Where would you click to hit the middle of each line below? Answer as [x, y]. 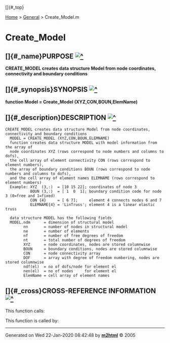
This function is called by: [32, 321]
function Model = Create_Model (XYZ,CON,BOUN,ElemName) [71, 102]
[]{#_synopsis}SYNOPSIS [47, 90]
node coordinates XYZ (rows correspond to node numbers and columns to [87, 151]
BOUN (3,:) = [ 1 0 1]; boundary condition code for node [96, 191]
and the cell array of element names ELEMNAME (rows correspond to [82, 178]
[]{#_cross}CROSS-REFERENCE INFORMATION [80, 291]
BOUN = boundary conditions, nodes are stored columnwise [90, 249]
